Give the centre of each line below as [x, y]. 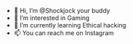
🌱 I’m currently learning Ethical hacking [70, 25]
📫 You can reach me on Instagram [64, 33]
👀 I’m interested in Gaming [52, 18]
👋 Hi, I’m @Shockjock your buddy [62, 11]
